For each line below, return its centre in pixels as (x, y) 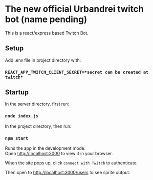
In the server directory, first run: (37, 104)
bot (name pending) (46, 19)
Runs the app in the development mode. (45, 148)
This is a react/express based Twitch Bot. (47, 33)
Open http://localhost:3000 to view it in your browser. (59, 154)
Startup (17, 92)
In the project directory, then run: (38, 126)
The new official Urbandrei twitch (75, 9)
